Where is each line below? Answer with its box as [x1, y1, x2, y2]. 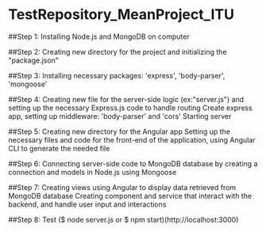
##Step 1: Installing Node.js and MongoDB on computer [8, 32, 190, 41]
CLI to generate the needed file [8, 143, 110, 153]
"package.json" [8, 55, 60, 65]
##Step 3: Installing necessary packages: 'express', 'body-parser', [8, 70, 226, 80]
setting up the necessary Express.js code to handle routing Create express [8, 103, 253, 112]
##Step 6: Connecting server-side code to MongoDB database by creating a [8, 158, 258, 168]
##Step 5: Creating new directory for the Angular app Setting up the [8, 127, 230, 136]
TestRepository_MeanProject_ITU [8, 6, 234, 24]
